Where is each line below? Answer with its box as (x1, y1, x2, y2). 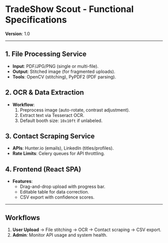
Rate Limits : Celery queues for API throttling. (12, 150, 105, 156)
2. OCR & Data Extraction (5, 88, 84, 97)
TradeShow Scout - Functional (5, 3, 134, 15)
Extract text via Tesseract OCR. (19, 112, 84, 118)
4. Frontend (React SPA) (5, 165, 81, 173)
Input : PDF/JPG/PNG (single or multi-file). (12, 63, 99, 69)
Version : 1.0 (5, 30, 30, 36)
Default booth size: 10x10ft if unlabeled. (19, 117, 102, 123)
